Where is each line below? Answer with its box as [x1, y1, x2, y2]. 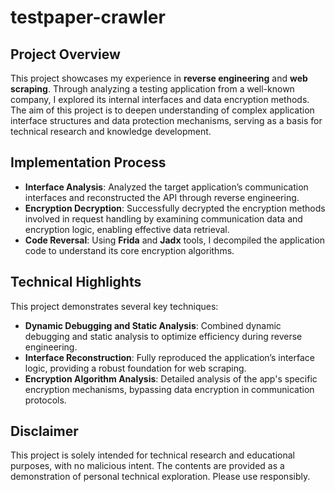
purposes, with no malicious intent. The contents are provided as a [10, 460, 285, 472]
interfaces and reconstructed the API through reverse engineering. [24, 191, 300, 203]
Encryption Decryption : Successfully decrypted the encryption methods [24, 202, 326, 214]
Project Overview [10, 46, 121, 63]
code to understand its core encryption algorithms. [24, 244, 235, 256]
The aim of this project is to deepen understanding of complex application [10, 104, 315, 116]
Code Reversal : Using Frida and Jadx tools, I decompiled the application [24, 234, 325, 246]
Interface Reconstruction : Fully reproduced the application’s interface [24, 351, 316, 363]
